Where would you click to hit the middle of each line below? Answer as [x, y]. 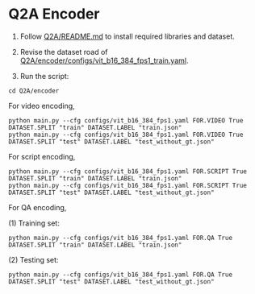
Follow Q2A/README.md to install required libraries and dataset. [127, 36]
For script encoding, [42, 156]
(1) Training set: [34, 223]
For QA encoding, [38, 207]
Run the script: [44, 76]
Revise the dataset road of [64, 52]
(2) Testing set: [33, 259]
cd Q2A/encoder [34, 91]
